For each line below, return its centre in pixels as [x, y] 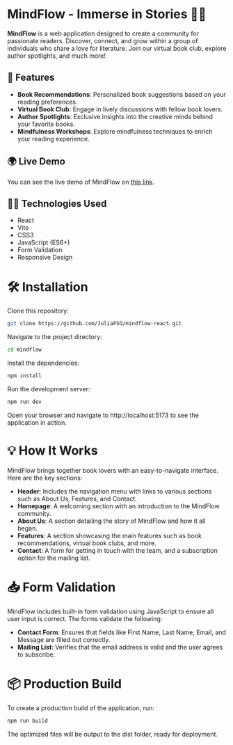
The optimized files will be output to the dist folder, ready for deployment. [112, 734]
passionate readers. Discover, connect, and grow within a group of [103, 40]
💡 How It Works [53, 450]
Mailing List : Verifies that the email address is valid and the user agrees [120, 647]
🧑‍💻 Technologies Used [57, 204]
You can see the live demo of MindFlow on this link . [81, 182]
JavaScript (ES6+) [43, 242]
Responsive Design [45, 258]
